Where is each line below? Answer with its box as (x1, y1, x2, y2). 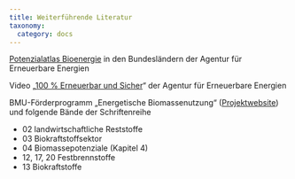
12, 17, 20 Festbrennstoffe (21, 152, 116, 163)
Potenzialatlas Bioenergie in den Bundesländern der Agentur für (9, 54, 242, 65)
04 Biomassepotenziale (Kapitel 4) (21, 143, 149, 153)
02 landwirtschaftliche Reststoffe (21, 124, 144, 135)
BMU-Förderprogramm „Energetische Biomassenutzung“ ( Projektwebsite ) (9, 97, 279, 108)
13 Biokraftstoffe (21, 161, 82, 173)
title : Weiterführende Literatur (9, 12, 133, 22)
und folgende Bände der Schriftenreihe (9, 107, 151, 118)
